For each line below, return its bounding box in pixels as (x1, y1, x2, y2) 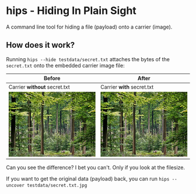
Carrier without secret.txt (8, 83, 70, 90)
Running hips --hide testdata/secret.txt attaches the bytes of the (6, 55, 170, 62)
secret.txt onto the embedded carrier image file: (6, 62, 125, 69)
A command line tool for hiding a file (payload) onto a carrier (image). (6, 23, 173, 30)
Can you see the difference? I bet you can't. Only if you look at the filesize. (6, 164, 185, 171)
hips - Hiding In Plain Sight (6, 4, 137, 17)
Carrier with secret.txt (100, 83, 154, 90)
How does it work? (6, 40, 75, 50)
